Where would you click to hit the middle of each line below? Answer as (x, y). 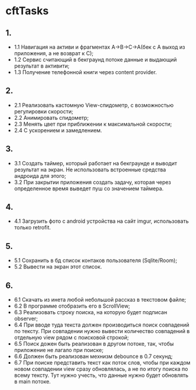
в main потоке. (32, 382)
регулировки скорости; (43, 111)
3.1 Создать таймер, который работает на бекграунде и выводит (96, 163)
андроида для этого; (40, 175)
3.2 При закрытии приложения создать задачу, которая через (93, 182)
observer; (26, 319)
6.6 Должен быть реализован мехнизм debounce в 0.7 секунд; (93, 356)
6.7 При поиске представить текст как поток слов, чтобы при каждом (102, 363)
